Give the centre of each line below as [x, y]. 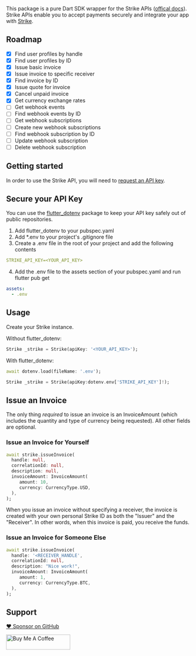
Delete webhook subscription [50, 147]
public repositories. [29, 219]
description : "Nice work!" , [46, 566]
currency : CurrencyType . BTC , [55, 583]
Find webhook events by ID [48, 114]
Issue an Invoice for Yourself [48, 442]
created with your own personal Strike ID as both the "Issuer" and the [90, 516]
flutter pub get [32, 278]
